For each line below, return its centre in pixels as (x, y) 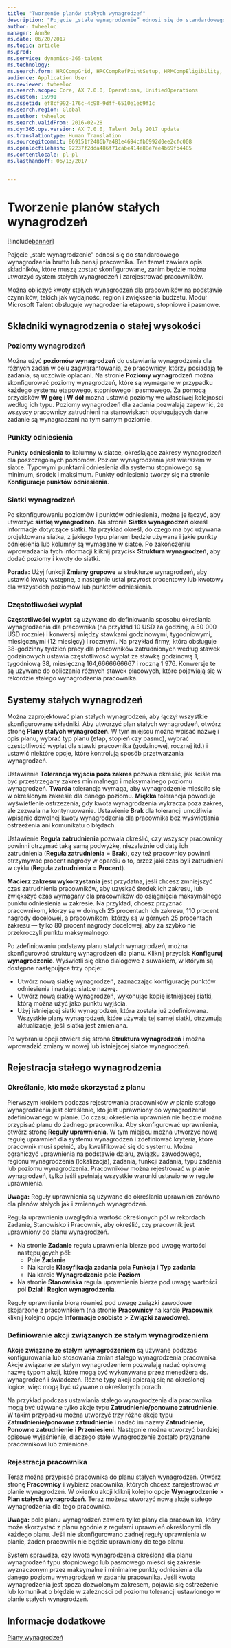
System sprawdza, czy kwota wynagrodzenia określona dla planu (100, 1555)
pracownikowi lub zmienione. (48, 1444)
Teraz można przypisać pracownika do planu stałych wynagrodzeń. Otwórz (114, 1477)
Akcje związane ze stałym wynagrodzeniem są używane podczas (102, 1351)
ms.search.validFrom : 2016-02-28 (55, 122)
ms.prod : (20, 52)
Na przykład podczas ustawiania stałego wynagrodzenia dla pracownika (109, 1400)
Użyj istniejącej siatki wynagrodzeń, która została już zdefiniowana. (112, 1011)
